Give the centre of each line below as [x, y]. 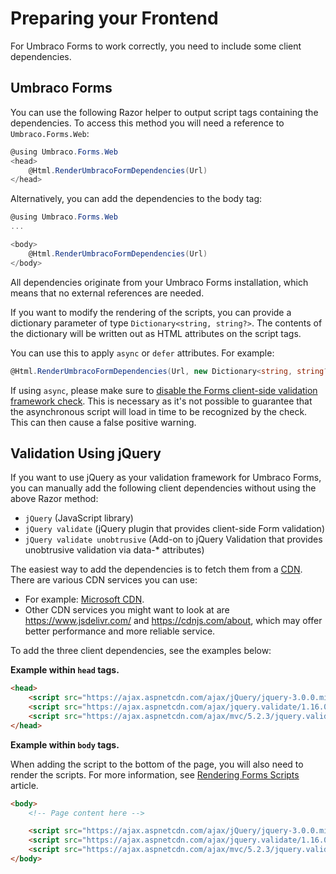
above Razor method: [54, 499]
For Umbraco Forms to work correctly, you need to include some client [156, 46]
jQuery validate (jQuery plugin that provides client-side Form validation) [175, 529]
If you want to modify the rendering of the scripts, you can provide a [151, 312]
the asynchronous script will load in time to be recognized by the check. [159, 411]
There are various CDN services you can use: [104, 580]
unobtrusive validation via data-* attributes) [114, 550]
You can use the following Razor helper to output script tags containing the [164, 112]
